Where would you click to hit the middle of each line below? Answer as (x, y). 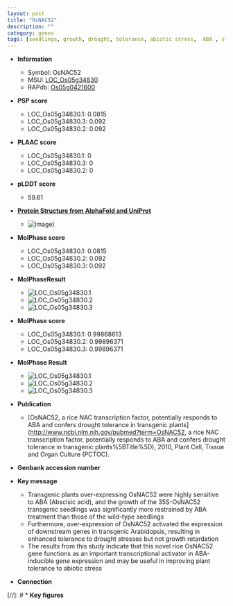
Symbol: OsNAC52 (54, 73)
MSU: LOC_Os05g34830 (63, 80)
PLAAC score (37, 142)
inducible (41, 561)
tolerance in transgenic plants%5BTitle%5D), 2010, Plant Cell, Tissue (126, 447)
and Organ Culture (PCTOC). (68, 454)
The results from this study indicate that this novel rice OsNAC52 (120, 546)
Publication (34, 404)
